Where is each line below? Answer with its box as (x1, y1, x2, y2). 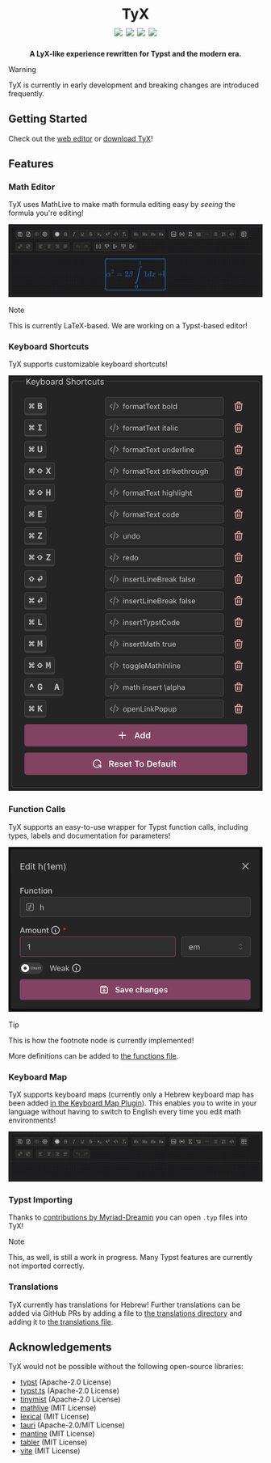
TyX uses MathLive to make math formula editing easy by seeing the (8, 200, 236, 209)
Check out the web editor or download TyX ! (8, 133, 153, 143)
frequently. (8, 88, 44, 98)
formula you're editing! (8, 208, 84, 218)
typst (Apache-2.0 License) (19, 1377, 111, 1387)
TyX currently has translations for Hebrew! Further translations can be (8, 1300, 240, 1309)
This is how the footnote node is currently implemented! (8, 1036, 194, 1046)
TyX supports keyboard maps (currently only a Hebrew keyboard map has (8, 1089, 254, 1100)
